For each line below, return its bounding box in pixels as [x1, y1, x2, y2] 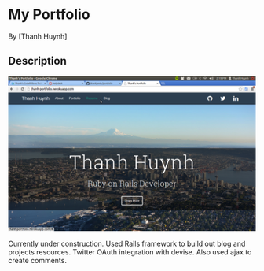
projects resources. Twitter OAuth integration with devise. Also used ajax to [8, 247, 252, 257]
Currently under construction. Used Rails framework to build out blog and [8, 239, 246, 248]
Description [8, 54, 67, 68]
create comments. [8, 255, 67, 265]
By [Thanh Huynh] [8, 32, 68, 41]
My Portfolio [8, 6, 90, 24]
